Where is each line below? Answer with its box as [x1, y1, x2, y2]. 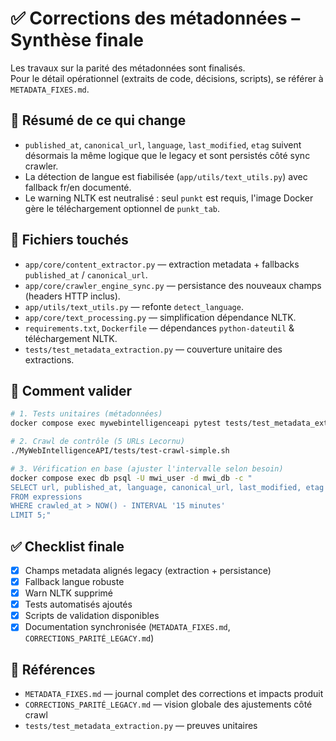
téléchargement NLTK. [24, 332, 118, 344]
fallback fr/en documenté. [24, 181, 132, 193]
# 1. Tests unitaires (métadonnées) [10, 409, 163, 419]
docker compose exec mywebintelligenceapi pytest [10, 418, 222, 429]
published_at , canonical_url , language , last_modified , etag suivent [24, 138, 302, 151]
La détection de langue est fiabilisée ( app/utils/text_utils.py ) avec [24, 170, 308, 182]
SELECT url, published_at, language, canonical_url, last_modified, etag [10, 482, 325, 492]
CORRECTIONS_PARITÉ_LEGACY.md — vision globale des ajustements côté [24, 698, 313, 711]
